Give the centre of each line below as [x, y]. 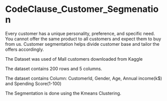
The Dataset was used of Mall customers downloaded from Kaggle [74, 59]
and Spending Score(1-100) [33, 84]
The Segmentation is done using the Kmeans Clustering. [63, 93]
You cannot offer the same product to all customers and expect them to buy [83, 39]
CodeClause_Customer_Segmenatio [82, 9]
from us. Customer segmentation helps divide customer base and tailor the [82, 44]
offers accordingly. [24, 49]
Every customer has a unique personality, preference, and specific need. [80, 33]
